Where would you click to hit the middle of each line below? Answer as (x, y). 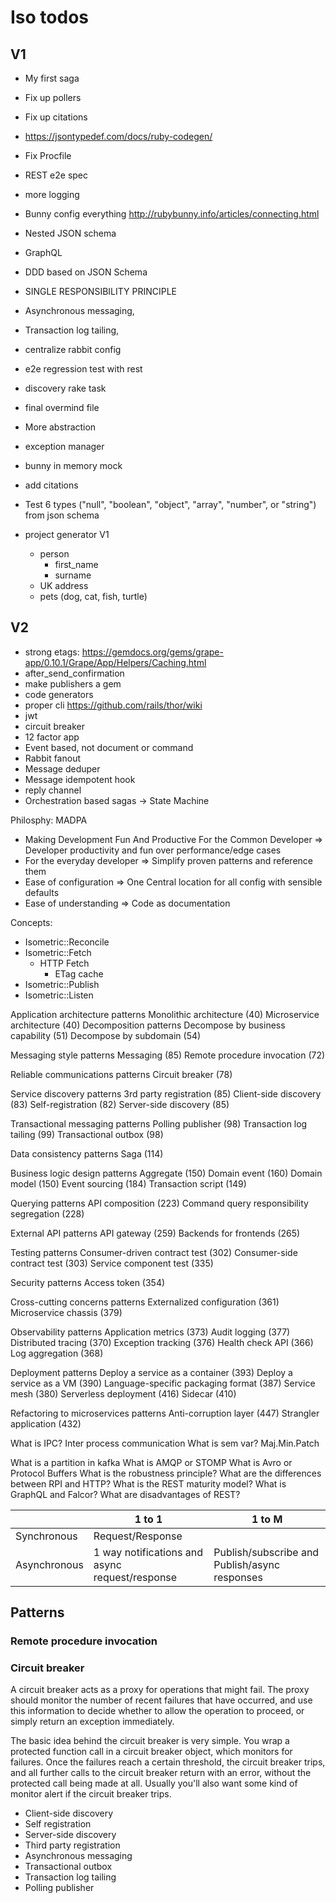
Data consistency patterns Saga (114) (87, 1153)
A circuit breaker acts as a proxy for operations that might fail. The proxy (160, 1690)
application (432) (46, 1423)
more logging (52, 194)
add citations (51, 485)
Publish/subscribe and (266, 1552)
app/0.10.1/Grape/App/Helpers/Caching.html (115, 662)
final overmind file (62, 407)
